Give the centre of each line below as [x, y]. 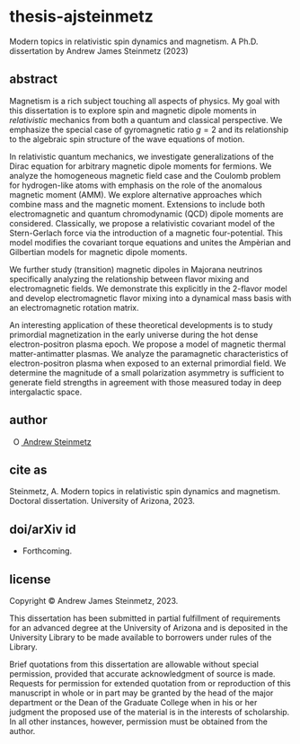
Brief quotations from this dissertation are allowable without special [134, 664]
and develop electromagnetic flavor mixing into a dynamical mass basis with [150, 297]
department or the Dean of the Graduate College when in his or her [133, 702]
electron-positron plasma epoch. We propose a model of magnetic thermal [147, 344]
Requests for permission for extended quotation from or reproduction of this [150, 683]
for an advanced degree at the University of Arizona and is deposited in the [149, 628]
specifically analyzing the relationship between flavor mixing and [129, 279]
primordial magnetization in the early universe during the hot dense [134, 334]
